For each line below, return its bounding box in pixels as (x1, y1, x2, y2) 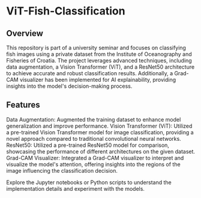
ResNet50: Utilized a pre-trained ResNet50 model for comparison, (6, 141, 170, 149)
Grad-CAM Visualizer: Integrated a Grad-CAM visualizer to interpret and (6, 154, 184, 161)
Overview (6, 28, 44, 39)
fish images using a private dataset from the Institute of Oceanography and (6, 51, 192, 58)
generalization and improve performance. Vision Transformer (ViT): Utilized (6, 122, 193, 129)
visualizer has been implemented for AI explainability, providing (20, 76, 176, 83)
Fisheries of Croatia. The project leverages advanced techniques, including (6, 57, 192, 64)
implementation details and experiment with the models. (6, 185, 145, 192)
